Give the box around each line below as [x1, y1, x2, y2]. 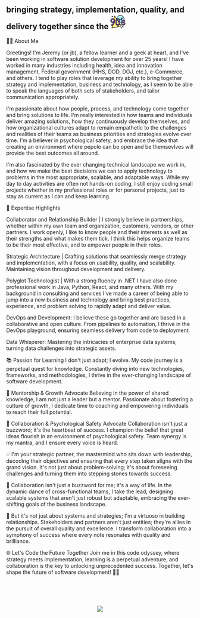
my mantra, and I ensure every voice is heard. [6, 439, 118, 446]
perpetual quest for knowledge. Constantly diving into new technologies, [6, 365, 185, 372]
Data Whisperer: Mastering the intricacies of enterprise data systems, [6, 338, 177, 345]
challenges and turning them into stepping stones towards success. [6, 470, 173, 477]
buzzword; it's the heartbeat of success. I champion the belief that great [6, 426, 184, 433]
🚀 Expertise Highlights [6, 204, 61, 211]
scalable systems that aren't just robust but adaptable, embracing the [6, 494, 177, 501]
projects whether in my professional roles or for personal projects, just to [6, 186, 185, 193]
